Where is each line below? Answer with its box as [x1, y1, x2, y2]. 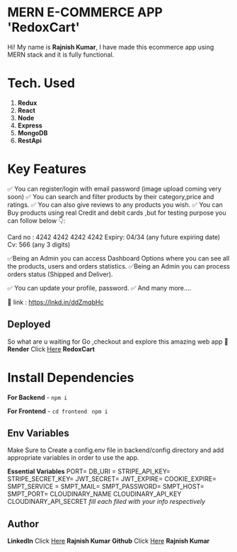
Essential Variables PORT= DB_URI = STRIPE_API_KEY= [7, 467, 171, 475]
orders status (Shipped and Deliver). [7, 270, 113, 278]
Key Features [7, 161, 87, 177]
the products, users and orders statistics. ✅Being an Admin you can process [7, 261, 230, 270]
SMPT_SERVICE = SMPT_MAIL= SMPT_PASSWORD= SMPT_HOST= [7, 483, 204, 491]
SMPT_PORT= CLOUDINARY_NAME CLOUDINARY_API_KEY [7, 490, 182, 498]
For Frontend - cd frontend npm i [7, 407, 108, 415]
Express [17, 121, 42, 130]
